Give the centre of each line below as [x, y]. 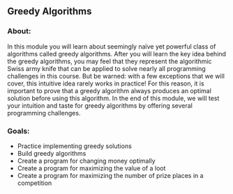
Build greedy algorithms [52, 153]
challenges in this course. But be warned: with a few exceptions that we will [116, 76]
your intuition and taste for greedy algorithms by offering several [100, 105]
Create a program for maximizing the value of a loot [91, 168]
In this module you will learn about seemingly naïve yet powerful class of [112, 46]
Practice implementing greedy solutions [75, 146]
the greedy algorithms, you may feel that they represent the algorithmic [110, 61]
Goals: [18, 131]
